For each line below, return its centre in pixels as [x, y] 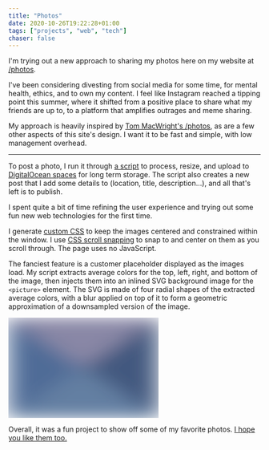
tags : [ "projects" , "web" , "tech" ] [68, 30]
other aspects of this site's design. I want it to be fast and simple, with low [130, 135]
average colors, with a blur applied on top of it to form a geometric [118, 298]
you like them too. [38, 438]
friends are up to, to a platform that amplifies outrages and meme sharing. [130, 111]
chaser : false [32, 38]
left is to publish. [36, 192]
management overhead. [48, 143]
